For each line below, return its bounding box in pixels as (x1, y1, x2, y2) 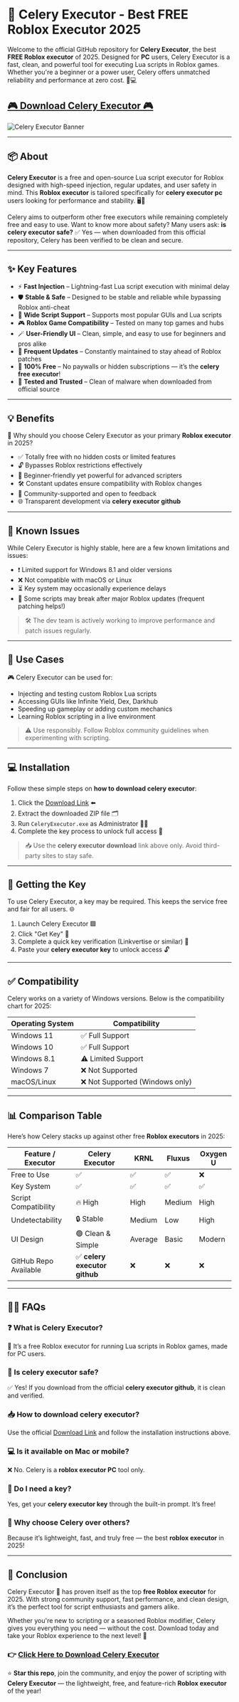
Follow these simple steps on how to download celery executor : (7, 784, 197, 793)
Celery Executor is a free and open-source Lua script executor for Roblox (7, 173, 224, 181)
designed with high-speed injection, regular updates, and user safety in (7, 181, 217, 189)
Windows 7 (11, 1065, 49, 1075)
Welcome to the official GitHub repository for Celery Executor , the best (7, 45, 217, 53)
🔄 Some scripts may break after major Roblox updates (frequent (17, 594, 205, 603)
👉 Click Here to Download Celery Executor (7, 1649, 160, 1659)
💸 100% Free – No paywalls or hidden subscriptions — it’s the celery (17, 362, 220, 371)
